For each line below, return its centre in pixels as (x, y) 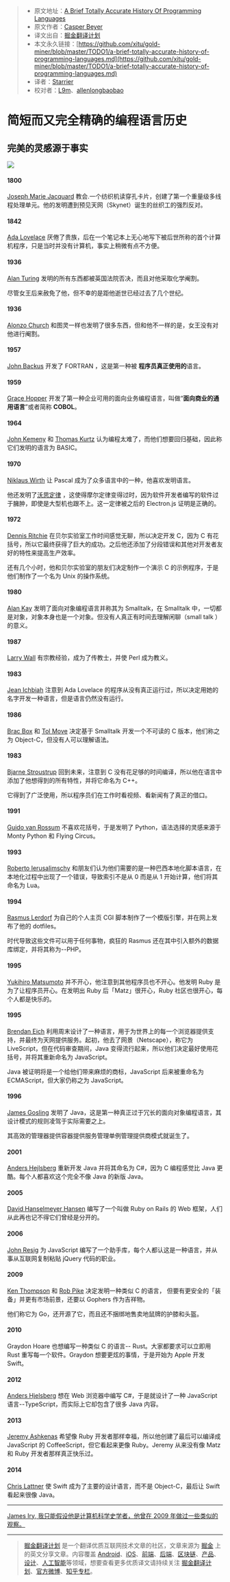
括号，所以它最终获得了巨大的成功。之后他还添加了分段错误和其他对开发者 (112, 544)
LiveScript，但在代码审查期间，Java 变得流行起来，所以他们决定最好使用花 (113, 1048)
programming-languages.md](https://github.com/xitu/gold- (117, 59)
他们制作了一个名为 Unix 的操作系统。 (60, 576)
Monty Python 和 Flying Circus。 (53, 836)
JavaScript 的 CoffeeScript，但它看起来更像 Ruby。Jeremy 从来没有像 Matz (114, 1445)
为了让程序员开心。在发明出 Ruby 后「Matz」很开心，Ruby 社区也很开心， (112, 990)
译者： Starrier (54, 81)
